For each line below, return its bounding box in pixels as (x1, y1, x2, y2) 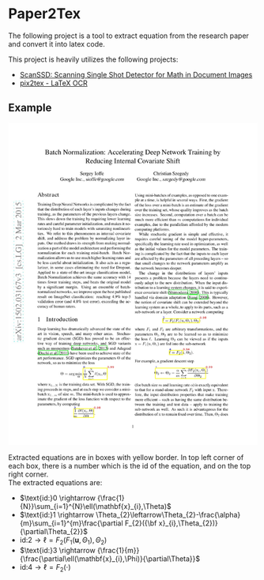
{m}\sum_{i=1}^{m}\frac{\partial (19, 518, 124, 528)
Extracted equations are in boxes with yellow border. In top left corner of (8, 453, 244, 462)
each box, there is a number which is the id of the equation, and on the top (8, 461, 251, 471)
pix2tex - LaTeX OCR (19, 78, 89, 88)
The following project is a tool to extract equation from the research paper (8, 31, 249, 40)
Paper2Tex (8, 5, 81, 23)
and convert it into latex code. (8, 39, 105, 48)
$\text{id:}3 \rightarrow (19, 546, 96, 555)
